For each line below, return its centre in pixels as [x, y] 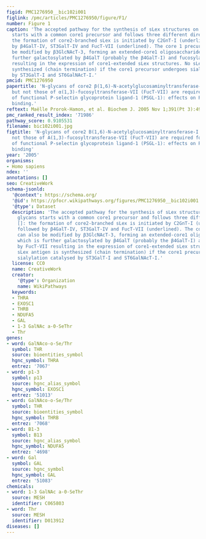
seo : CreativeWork [30, 184]
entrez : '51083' [32, 481]
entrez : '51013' [32, 395]
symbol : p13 [27, 378]
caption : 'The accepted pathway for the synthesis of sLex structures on [103, 29]
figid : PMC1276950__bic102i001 [46, 12]
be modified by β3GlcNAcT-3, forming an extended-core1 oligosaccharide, [108, 52]
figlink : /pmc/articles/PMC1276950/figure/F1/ [67, 18]
